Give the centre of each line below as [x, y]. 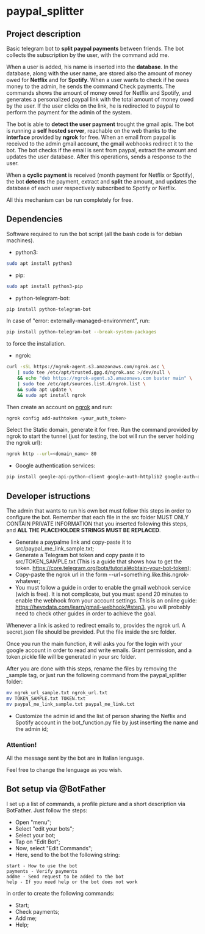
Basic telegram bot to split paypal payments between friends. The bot [95, 48]
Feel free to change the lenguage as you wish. [64, 769]
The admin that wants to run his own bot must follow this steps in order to [99, 511]
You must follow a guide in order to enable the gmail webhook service [103, 587]
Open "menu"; [33, 822]
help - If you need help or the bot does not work [72, 882]
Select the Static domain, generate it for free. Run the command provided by [102, 430]
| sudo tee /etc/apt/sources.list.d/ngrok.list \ [82, 384]
